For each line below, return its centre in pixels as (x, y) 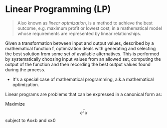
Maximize (15, 104)
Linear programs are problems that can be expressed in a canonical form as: (83, 94)
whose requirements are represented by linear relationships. (79, 33)
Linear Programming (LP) (58, 9)
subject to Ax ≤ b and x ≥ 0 (30, 120)
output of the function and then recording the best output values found (78, 64)
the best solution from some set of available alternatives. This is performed (82, 54)
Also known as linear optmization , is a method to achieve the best (85, 23)
